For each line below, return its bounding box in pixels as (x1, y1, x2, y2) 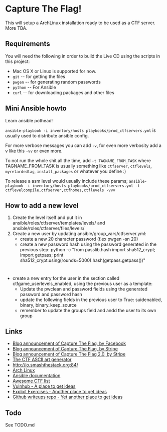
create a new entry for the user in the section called (12, 275, 119, 281)
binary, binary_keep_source (20, 302, 77, 308)
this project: (5, 58, 30, 64)
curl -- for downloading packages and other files (12, 89, 114, 96)
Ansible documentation (12, 373, 61, 379)
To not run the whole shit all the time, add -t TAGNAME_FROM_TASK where (5, 157, 151, 164)
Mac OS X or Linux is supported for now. (12, 68, 97, 74)
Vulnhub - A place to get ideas (12, 383, 76, 389)
